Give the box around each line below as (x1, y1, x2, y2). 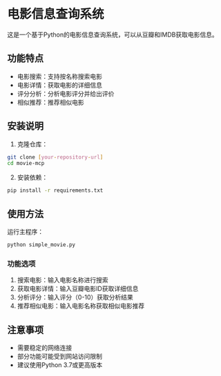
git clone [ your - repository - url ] (7, 153, 104, 161)
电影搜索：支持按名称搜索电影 (17, 72, 102, 80)
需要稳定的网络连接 (17, 343, 73, 352)
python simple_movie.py (7, 241, 76, 248)
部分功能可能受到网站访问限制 (17, 352, 102, 360)
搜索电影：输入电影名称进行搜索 (17, 276, 108, 284)
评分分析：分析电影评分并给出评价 (17, 89, 115, 97)
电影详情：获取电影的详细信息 (17, 81, 102, 89)
